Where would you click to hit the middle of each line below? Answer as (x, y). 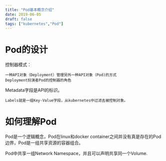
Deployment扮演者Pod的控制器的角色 (38, 80)
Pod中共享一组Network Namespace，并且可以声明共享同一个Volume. (77, 154)
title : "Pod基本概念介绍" (30, 10)
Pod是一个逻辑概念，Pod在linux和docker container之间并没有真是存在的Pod (83, 137)
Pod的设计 (27, 50)
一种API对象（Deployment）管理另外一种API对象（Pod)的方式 (61, 75)
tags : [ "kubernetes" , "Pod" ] (34, 24)
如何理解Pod (31, 122)
